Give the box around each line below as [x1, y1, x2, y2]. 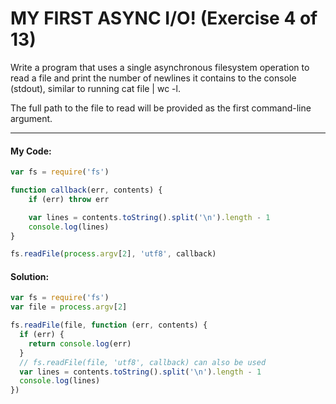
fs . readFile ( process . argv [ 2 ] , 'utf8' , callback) [10, 249, 217, 259]
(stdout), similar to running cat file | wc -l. [10, 82, 181, 94]
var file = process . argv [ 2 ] [10, 302, 128, 312]
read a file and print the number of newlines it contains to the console [10, 72, 297, 84]
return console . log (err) [28, 338, 132, 349]
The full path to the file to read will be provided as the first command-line [10, 102, 312, 114]
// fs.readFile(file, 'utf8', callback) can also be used [19, 357, 267, 367]
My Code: [10, 145, 52, 157]
